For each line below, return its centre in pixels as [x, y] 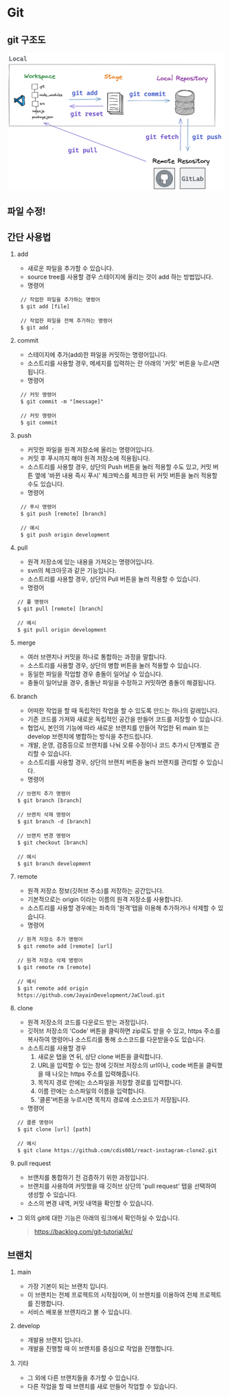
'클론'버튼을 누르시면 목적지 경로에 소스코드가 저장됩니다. [114, 1100]
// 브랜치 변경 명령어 [44, 836]
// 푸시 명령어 [38, 507]
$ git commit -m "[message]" [62, 402]
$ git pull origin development [62, 630]
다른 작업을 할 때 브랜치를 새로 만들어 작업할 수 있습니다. [102, 1386]
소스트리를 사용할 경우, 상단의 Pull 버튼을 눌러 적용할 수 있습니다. [114, 579]
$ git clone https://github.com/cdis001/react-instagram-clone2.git [117, 1151]
